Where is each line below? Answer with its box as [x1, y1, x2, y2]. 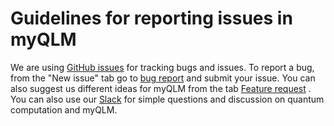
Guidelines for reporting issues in [10, 7, 293, 30]
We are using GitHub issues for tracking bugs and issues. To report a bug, [10, 61, 315, 73]
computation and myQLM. [10, 103, 118, 116]
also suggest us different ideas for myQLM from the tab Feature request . [10, 82, 312, 94]
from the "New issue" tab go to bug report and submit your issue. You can [10, 72, 316, 84]
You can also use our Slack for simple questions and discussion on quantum [10, 93, 325, 105]
